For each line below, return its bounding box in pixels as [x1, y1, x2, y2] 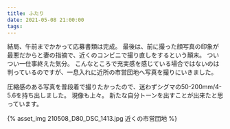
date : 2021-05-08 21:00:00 [7, 16, 84, 23]
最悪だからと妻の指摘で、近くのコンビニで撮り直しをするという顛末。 [7, 51, 206, 59]
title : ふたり [7, 10, 45, 17]
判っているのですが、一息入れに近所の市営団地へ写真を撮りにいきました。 [7, 68, 218, 76]
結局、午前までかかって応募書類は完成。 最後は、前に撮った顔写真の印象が [7, 43, 220, 51]
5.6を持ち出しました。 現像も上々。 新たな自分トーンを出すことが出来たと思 [7, 91, 224, 99]
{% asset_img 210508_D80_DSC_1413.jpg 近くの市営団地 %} [7, 115, 177, 123]
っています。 [7, 100, 43, 108]
